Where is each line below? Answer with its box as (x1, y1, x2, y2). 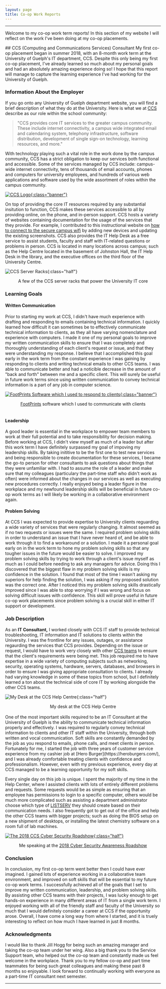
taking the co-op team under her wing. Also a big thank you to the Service (5, 947, 156, 953)
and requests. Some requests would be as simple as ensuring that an (5, 786, 146, 792)
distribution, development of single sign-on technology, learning (17, 135, 148, 141)
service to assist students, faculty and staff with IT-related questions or (5, 238, 151, 244)
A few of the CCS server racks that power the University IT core (18, 278, 148, 284)
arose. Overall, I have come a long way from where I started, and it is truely (5, 913, 158, 919)
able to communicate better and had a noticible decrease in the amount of (5, 366, 156, 372)
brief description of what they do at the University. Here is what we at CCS (5, 105, 157, 111)
